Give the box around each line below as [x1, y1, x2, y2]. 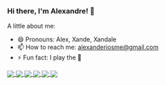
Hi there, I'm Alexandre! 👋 [7, 6, 95, 16]
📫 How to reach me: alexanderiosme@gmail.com [17, 43, 159, 51]
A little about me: [7, 22, 56, 30]
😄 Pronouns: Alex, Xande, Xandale [17, 35, 117, 44]
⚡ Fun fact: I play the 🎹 [17, 53, 82, 62]
